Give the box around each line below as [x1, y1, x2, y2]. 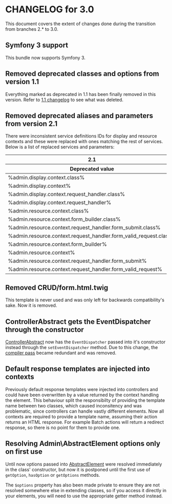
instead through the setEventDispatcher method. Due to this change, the [5, 344, 158, 350]
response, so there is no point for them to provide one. [5, 424, 120, 431]
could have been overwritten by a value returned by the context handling [5, 392, 159, 398]
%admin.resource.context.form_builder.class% [8, 216, 121, 223]
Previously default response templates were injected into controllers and [5, 386, 158, 392]
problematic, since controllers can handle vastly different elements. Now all [5, 408, 164, 414]
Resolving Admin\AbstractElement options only [5, 439, 160, 448]
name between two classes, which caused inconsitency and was [5, 402, 142, 409]
